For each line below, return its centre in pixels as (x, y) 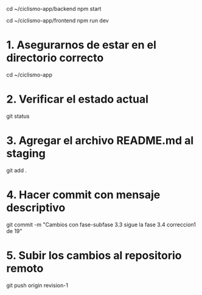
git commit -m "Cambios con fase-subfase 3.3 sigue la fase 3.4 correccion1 (101, 225)
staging (26, 154)
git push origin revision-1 (37, 285)
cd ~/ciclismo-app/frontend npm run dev (57, 20)
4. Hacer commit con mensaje (83, 195)
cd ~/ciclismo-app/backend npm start (54, 9)
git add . (17, 170)
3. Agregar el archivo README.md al (100, 141)
